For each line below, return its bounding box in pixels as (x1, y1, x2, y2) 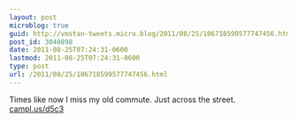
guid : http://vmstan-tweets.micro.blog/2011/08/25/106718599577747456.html (9, 29, 294, 38)
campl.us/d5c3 (9, 103, 65, 114)
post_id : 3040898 (9, 37, 73, 47)
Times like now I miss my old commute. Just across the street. (9, 94, 236, 105)
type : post (9, 62, 49, 71)
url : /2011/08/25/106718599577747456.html (9, 70, 168, 79)
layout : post (9, 12, 57, 22)
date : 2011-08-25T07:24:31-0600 (9, 46, 128, 54)
